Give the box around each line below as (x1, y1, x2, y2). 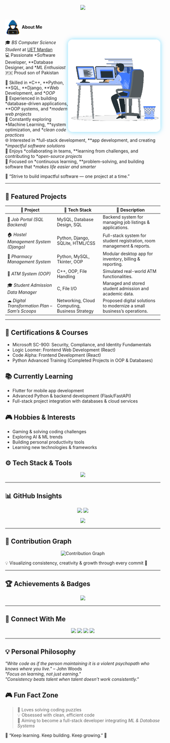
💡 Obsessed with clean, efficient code (17, 712, 95, 718)
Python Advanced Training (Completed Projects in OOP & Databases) (12, 357, 153, 363)
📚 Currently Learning (5, 372, 73, 380)
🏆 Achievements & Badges (5, 580, 91, 588)
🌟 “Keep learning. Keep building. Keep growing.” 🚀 (5, 732, 107, 738)
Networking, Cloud (57, 297, 95, 303)
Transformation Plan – (7, 303, 53, 309)
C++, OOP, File (57, 268, 87, 274)
